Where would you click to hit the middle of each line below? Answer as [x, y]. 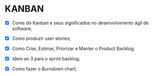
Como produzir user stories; [42, 38]
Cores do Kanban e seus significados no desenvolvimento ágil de [80, 23]
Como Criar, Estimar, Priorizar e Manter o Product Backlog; [73, 49]
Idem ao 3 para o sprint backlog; [46, 59]
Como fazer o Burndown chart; [44, 69]
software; [22, 29]
